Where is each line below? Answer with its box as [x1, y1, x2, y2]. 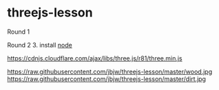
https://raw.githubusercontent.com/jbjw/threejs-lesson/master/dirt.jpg [7, 74, 207, 83]
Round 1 [7, 27, 30, 36]
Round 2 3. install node [7, 41, 72, 49]
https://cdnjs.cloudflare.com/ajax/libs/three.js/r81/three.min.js [7, 54, 182, 63]
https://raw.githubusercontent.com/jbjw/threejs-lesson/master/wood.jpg [7, 67, 212, 76]
